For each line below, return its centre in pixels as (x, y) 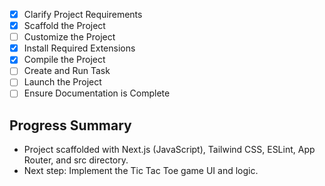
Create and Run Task (67, 71)
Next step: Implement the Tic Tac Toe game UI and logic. (141, 171)
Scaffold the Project (64, 26)
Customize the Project (69, 37)
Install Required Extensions (79, 48)
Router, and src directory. (76, 160)
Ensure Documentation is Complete (97, 93)
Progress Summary (70, 125)
